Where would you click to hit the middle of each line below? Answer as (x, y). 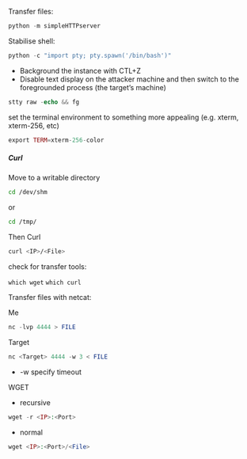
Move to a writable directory (54, 178)
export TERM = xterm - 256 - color (56, 140)
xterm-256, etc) (34, 125)
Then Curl (25, 237)
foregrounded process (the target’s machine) (93, 87)
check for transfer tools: (47, 267)
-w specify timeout (50, 372)
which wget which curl (45, 283)
